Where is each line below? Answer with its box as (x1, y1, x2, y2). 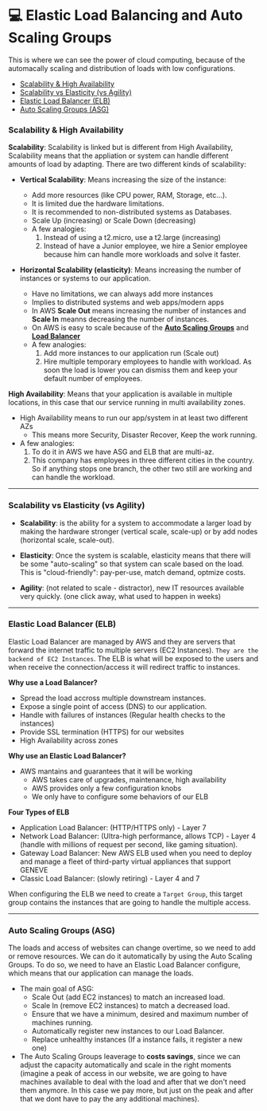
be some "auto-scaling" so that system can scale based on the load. (19, 559, 245, 569)
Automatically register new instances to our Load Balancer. (31, 1026, 225, 1036)
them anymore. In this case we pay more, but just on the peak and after (19, 1085, 253, 1095)
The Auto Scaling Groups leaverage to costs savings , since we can (19, 1052, 241, 1062)
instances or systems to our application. (19, 274, 151, 283)
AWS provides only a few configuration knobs (31, 783, 182, 793)
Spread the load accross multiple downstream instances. (19, 693, 207, 703)
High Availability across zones (19, 735, 118, 745)
